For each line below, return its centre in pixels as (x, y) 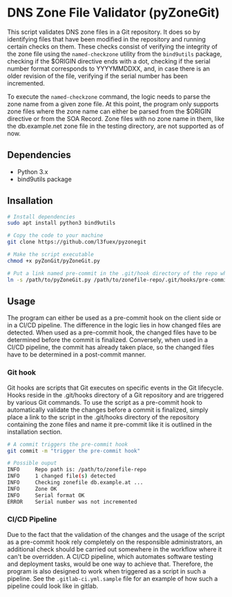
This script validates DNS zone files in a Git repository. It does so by (104, 32)
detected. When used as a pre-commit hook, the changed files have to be (112, 332)
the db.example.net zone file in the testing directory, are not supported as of (116, 126)
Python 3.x (32, 171)
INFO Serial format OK (46, 495)
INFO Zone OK (32, 489)
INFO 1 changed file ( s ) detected (61, 476)
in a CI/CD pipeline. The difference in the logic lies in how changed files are (114, 325)
